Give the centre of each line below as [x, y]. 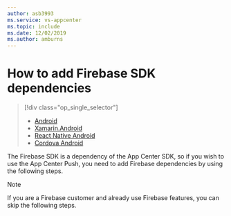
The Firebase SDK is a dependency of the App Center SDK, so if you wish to [116, 156]
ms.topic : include [34, 26]
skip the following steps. [42, 206]
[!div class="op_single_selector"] [71, 107]
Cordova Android [59, 143]
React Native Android [65, 136]
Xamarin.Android [58, 128]
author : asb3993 [30, 13]
